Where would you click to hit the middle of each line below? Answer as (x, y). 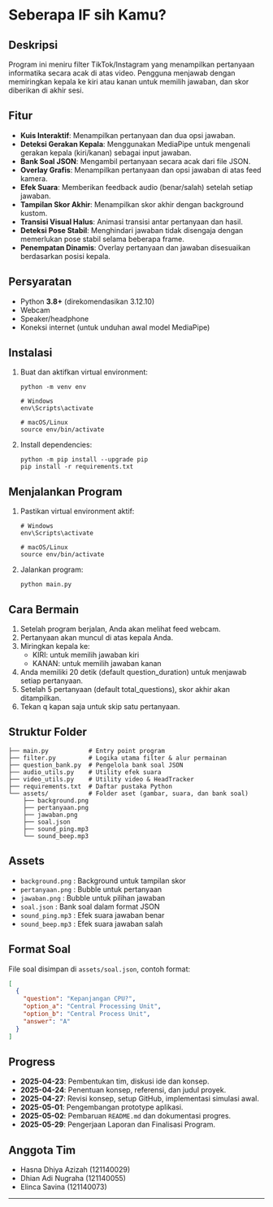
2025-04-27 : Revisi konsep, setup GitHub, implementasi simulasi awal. (140, 1099)
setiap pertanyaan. (52, 681)
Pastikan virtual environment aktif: (77, 511)
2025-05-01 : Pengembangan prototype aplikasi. (102, 1107)
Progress (32, 1062)
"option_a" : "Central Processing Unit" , (92, 1006)
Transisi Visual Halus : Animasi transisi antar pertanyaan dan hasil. (132, 222)
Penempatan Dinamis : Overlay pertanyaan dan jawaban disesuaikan (135, 247)
